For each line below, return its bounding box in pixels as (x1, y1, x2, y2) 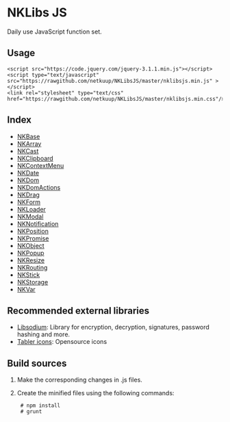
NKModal (16, 212, 44, 221)
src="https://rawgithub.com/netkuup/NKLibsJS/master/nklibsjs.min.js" (7, 77, 213, 84)
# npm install (20, 402, 61, 409)
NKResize (16, 256, 45, 264)
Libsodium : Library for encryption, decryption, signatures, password (16, 323, 210, 332)
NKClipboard (16, 154, 53, 162)
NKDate (16, 169, 40, 177)
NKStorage (16, 277, 49, 286)
